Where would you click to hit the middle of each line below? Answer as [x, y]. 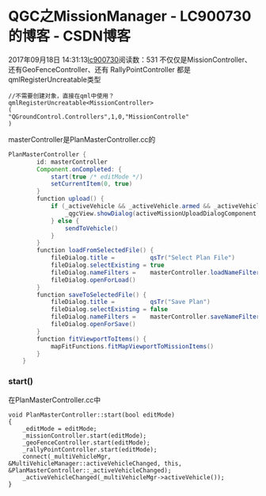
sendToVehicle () [91, 228]
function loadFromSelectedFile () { [95, 251]
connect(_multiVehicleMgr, [67, 456]
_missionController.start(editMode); [85, 436]
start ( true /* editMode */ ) [97, 177]
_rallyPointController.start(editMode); [90, 449]
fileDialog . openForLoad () [93, 280]
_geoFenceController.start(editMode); [86, 442]
